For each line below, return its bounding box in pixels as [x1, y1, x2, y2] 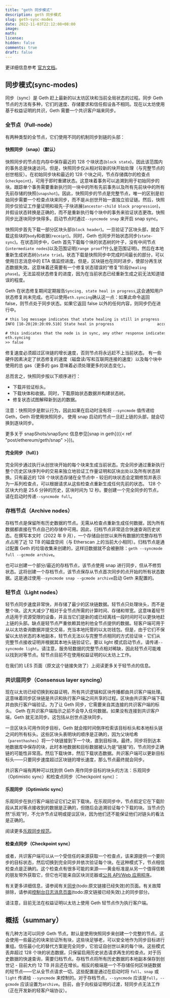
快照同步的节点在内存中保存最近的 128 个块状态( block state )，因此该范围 [5, 158, 158, 164]
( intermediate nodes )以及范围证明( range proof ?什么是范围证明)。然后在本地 [5, 245, 164, 251]
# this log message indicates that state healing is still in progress [5, 317, 159, 322]
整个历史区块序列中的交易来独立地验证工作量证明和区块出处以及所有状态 [5, 468, 156, 474]
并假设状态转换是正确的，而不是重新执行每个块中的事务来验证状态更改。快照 [5, 209, 165, 215]
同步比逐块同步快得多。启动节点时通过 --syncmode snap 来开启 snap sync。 [5, 216, 161, 222]
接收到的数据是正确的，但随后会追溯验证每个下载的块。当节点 [31, 805, 160, 811]
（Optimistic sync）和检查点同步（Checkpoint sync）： [5, 774, 119, 780]
